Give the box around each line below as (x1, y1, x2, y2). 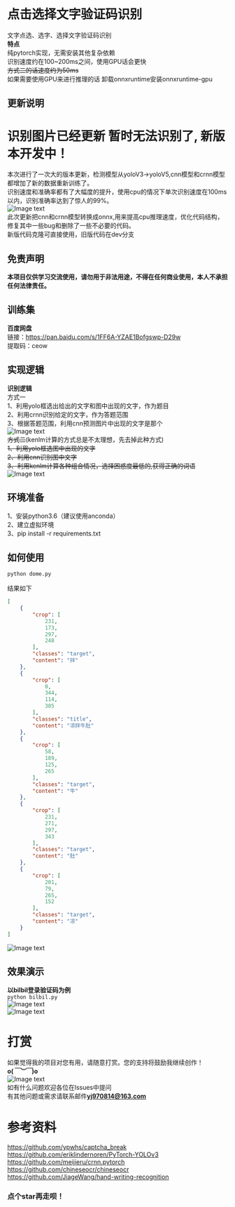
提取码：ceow (7, 341, 48, 349)
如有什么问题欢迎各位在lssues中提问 (7, 1083, 112, 1092)
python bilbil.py (7, 994, 58, 1001)
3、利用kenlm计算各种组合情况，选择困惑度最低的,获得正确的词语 (7, 461, 196, 470)
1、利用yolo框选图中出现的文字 (7, 444, 96, 453)
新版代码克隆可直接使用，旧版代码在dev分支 (7, 230, 135, 239)
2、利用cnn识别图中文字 (7, 453, 78, 461)
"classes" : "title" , (32, 715, 92, 723)
